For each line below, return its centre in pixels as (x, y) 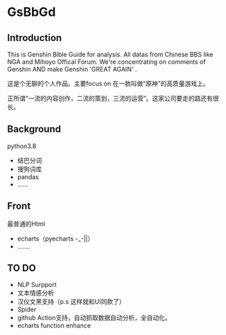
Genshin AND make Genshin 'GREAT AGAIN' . (72, 69)
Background (34, 129)
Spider (27, 309)
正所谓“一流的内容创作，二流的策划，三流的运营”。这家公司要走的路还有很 (113, 98)
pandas (28, 177)
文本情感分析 (35, 293)
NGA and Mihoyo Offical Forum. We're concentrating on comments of (106, 62)
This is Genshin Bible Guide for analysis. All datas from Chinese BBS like (110, 54)
